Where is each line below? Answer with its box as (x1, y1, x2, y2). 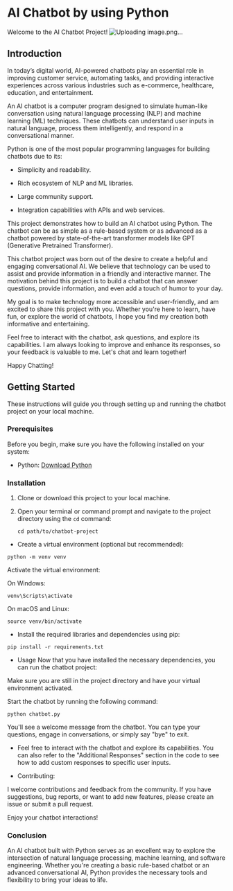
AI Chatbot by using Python (7, 5, 169, 21)
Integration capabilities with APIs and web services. (17, 206, 165, 214)
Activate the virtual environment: (7, 566, 101, 574)
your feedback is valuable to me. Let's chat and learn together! (7, 348, 187, 356)
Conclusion (7, 831, 47, 840)
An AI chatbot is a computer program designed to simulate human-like (7, 102, 208, 110)
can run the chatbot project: (17, 663, 98, 671)
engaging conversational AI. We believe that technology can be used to (7, 262, 211, 270)
